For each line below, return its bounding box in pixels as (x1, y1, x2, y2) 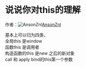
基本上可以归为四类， (5, 32, 48, 38)
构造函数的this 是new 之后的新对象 (5, 50, 75, 56)
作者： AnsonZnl (5, 22, 61, 27)
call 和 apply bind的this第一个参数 (5, 56, 73, 62)
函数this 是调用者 (5, 44, 40, 50)
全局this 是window (5, 38, 43, 44)
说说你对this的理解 (5, 4, 81, 16)
